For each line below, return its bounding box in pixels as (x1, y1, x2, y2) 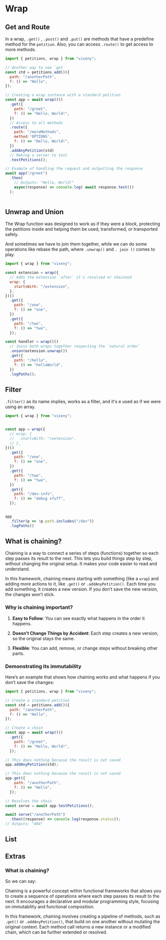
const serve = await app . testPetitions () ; (5, 803, 94, 808)
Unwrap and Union (5, 207, 64, 216)
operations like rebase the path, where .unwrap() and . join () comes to (5, 247, 155, 253)
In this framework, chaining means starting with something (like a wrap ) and (5, 576, 159, 582)
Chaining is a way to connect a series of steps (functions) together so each (5, 550, 159, 556)
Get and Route (5, 23, 50, 31)
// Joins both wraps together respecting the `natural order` (9, 344, 141, 349)
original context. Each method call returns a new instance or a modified (5, 924, 151, 930)
